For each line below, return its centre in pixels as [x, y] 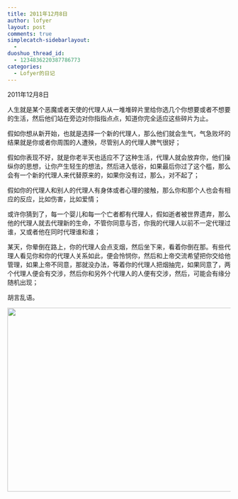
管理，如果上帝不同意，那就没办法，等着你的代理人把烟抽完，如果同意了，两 [119, 264]
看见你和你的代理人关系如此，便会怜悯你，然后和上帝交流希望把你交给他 [125, 255]
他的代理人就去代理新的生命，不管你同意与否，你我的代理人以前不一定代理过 [119, 223]
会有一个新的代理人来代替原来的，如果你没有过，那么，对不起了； [103, 175]
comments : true [30, 34]
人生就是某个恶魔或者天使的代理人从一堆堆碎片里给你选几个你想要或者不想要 [119, 109]
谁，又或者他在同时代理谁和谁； [54, 232]
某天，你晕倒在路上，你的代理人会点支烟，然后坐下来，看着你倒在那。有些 [116, 247]
